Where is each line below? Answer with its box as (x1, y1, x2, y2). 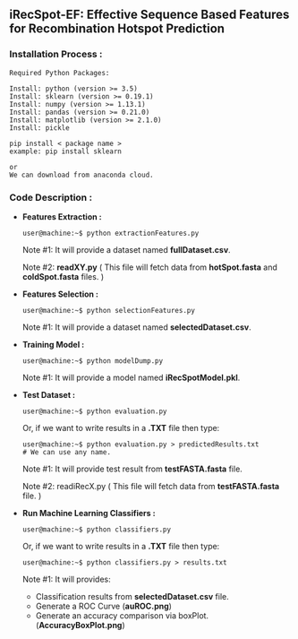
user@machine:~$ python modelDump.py (21, 356, 164, 366)
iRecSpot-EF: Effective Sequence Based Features (9, 7, 290, 22)
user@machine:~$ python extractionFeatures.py (21, 229, 200, 237)
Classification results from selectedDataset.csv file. (35, 591, 230, 601)
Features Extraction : (21, 211, 102, 222)
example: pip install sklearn (9, 147, 123, 156)
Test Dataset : (21, 389, 76, 400)
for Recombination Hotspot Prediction (9, 22, 226, 37)
